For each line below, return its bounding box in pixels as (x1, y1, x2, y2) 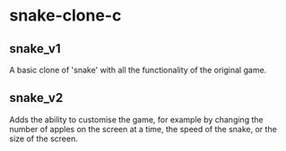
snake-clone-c (9, 5, 122, 26)
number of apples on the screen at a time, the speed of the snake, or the (9, 123, 278, 134)
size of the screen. (9, 133, 78, 144)
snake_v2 (9, 90, 64, 105)
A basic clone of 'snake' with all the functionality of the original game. (9, 64, 267, 75)
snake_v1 (9, 41, 61, 56)
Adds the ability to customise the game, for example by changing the (9, 113, 264, 125)
